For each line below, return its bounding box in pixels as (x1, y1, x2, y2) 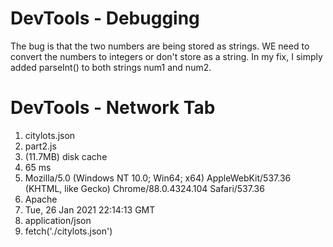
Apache (24, 193, 58, 205)
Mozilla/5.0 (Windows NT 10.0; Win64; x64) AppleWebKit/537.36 (24, 172, 292, 184)
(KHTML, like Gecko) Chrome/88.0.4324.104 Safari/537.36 (24, 182, 265, 194)
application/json (24, 214, 92, 226)
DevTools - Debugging (10, 7, 200, 30)
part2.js (24, 140, 57, 152)
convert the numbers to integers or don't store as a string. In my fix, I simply (10, 50, 323, 62)
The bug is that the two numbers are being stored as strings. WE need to (10, 40, 310, 52)
